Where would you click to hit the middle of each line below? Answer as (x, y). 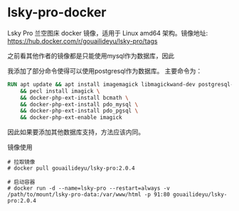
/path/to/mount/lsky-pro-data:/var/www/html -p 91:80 (89, 195)
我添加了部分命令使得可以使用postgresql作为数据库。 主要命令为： (105, 71)
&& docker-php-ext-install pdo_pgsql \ (79, 111)
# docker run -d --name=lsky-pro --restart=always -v (89, 189)
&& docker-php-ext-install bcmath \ (75, 98)
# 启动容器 (21, 182)
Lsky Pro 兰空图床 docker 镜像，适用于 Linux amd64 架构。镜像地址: (108, 33)
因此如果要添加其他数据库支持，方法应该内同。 (76, 132)
